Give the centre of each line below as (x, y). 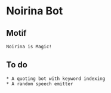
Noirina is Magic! (29, 46)
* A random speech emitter (40, 84)
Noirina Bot (35, 11)
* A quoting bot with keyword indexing (56, 79)
